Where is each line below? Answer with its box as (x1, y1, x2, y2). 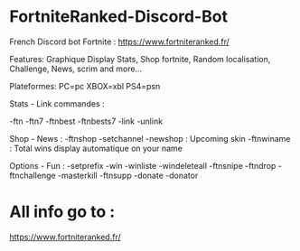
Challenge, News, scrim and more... (9, 63, 143, 74)
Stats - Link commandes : (9, 98, 105, 109)
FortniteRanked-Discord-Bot (9, 6, 229, 27)
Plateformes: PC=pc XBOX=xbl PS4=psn (9, 80, 161, 91)
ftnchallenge (9, 170, 56, 181)
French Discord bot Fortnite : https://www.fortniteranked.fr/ (9, 36, 230, 47)
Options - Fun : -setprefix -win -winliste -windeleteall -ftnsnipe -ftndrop (9, 160, 277, 171)
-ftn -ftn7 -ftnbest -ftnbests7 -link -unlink (9, 116, 164, 126)
